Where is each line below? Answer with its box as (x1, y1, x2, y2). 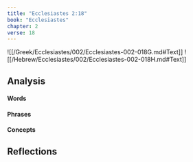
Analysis (7, 75, 46, 86)
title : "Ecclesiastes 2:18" (7, 10, 88, 17)
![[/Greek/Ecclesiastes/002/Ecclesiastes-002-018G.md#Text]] (7, 48, 183, 56)
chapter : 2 (7, 23, 38, 30)
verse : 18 (7, 29, 36, 36)
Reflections (7, 146, 58, 157)
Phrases (7, 110, 32, 118)
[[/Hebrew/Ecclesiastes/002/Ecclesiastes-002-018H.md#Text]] (7, 56, 187, 64)
